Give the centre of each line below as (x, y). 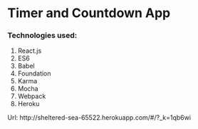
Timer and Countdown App (89, 13)
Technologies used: (42, 36)
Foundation (34, 73)
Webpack (32, 96)
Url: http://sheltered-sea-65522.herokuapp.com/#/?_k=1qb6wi (99, 118)
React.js (30, 51)
